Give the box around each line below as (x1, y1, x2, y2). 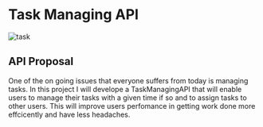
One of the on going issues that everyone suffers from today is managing (8, 75, 249, 85)
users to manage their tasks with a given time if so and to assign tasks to (8, 93, 247, 102)
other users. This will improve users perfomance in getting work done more (8, 101, 256, 110)
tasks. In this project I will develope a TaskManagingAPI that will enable (8, 84, 242, 94)
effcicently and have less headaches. (8, 110, 131, 119)
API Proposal (8, 55, 74, 68)
